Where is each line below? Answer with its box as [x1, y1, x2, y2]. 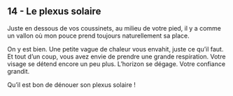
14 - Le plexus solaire [7, 6, 101, 17]
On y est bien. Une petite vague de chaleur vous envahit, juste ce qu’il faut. [7, 45, 224, 53]
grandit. [7, 67, 30, 75]
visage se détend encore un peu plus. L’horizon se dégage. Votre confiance [7, 59, 226, 68]
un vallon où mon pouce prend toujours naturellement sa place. [7, 31, 190, 40]
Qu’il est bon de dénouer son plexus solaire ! [7, 80, 136, 89]
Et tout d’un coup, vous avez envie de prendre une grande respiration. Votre [7, 52, 226, 61]
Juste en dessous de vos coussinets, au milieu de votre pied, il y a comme [7, 24, 222, 32]
